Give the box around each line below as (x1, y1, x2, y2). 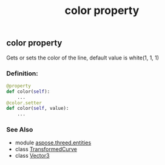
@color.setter (6, 99, 42, 106)
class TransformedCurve (15, 146, 78, 153)
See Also (6, 126, 33, 134)
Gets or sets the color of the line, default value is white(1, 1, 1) (6, 54, 160, 61)
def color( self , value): (6, 106, 69, 112)
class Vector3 (15, 152, 50, 160)
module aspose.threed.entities (15, 139, 92, 146)
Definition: (6, 69, 38, 78)
